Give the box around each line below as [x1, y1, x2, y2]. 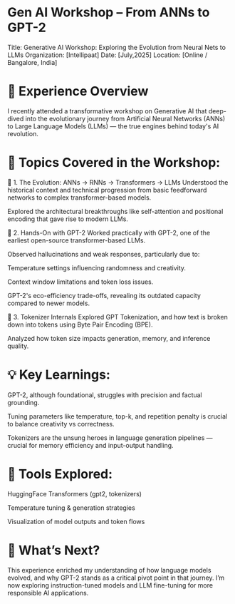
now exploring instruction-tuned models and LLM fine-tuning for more [7, 580, 214, 589]
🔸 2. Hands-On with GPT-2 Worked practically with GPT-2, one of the [7, 228, 211, 237]
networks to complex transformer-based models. [7, 193, 152, 202]
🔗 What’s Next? [7, 542, 100, 558]
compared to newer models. [7, 299, 90, 307]
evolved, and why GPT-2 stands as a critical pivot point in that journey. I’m [7, 573, 225, 582]
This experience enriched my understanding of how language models [7, 565, 211, 574]
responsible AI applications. [7, 588, 89, 597]
